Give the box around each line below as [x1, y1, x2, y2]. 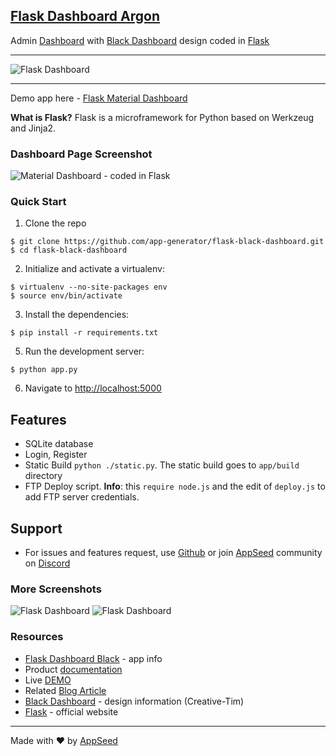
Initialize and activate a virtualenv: [24, 263, 165, 275]
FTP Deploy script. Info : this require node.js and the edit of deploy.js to [24, 480, 326, 493]
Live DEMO [24, 674, 72, 686]
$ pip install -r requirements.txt [10, 328, 159, 338]
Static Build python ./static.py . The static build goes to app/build [24, 459, 300, 471]
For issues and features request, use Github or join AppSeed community [24, 547, 323, 559]
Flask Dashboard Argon [10, 8, 161, 25]
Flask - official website [24, 705, 119, 718]
